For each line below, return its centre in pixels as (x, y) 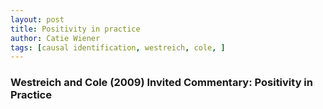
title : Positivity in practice (75, 29)
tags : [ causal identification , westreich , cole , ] (118, 47)
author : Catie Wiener (55, 38)
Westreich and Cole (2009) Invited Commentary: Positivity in (161, 83)
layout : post (37, 19)
